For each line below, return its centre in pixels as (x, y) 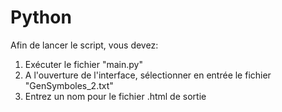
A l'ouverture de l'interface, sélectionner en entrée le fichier (148, 75)
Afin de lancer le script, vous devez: (84, 45)
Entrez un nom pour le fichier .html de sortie (115, 96)
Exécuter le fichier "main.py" (83, 64)
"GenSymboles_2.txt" (69, 85)
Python (41, 17)
